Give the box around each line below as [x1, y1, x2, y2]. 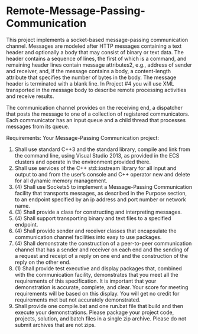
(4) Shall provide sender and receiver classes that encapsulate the [14, 227, 177, 234]
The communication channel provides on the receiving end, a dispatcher [6, 104, 183, 111]
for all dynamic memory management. [14, 177, 108, 184]
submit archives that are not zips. [14, 321, 96, 328]
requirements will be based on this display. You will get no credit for [14, 290, 180, 297]
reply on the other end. [14, 258, 71, 266]
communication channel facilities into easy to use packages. [14, 233, 162, 240]
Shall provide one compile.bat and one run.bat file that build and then [14, 302, 184, 309]
